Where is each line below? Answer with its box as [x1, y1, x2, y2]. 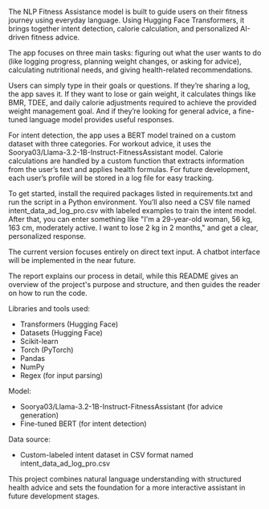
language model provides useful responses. [29, 115, 174, 124]
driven [8, 32, 30, 42]
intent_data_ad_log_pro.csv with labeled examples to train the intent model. [8, 206, 257, 216]
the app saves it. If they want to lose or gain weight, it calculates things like [8, 89, 256, 99]
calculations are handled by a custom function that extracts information [8, 156, 245, 166]
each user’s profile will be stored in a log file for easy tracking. [8, 173, 214, 183]
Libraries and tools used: [8, 304, 91, 313]
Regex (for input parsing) [19, 371, 103, 380]
